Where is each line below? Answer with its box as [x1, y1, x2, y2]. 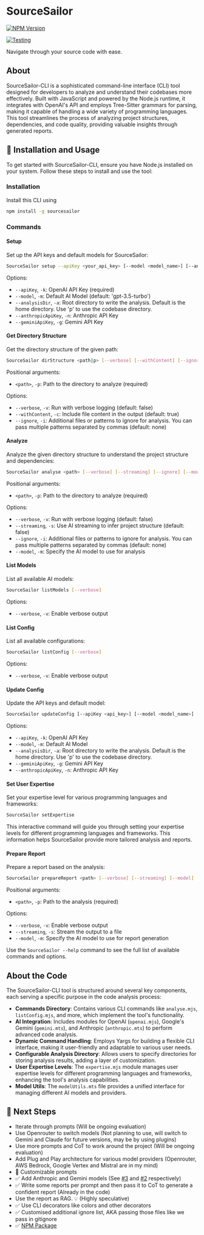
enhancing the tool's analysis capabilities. [15, 1076, 120, 1083]
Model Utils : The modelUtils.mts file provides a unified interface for [15, 1083, 185, 1090]
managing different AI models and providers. [15, 1089, 127, 1097]
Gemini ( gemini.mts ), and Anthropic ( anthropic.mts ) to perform [15, 1024, 173, 1032]
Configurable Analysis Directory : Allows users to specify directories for [15, 1050, 197, 1058]
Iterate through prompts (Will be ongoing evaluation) [15, 1122, 147, 1130]
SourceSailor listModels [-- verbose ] [6, 587, 102, 593]
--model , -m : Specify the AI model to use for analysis [15, 547, 146, 555]
